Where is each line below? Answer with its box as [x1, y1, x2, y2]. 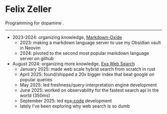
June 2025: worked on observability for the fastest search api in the [19, 87, 159, 93]
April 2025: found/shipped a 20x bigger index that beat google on [19, 71, 155, 77]
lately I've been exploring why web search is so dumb [19, 103, 130, 109]
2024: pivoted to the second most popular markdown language [19, 50, 150, 56]
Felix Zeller [5, 3, 52, 15]
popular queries [19, 76, 53, 83]
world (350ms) [19, 92, 51, 98]
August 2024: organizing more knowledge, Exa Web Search [12, 61, 135, 67]
